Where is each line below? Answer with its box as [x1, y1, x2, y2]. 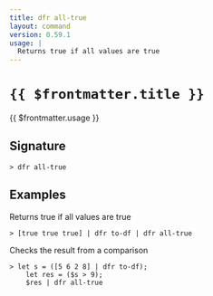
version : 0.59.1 [9, 30, 71, 39]
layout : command [9, 22, 71, 31]
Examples [9, 187, 66, 203]
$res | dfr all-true [25, 278, 103, 287]
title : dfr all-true [9, 13, 88, 23]
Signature [9, 138, 66, 154]
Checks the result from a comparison [9, 244, 149, 255]
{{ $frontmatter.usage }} [9, 112, 100, 123]
